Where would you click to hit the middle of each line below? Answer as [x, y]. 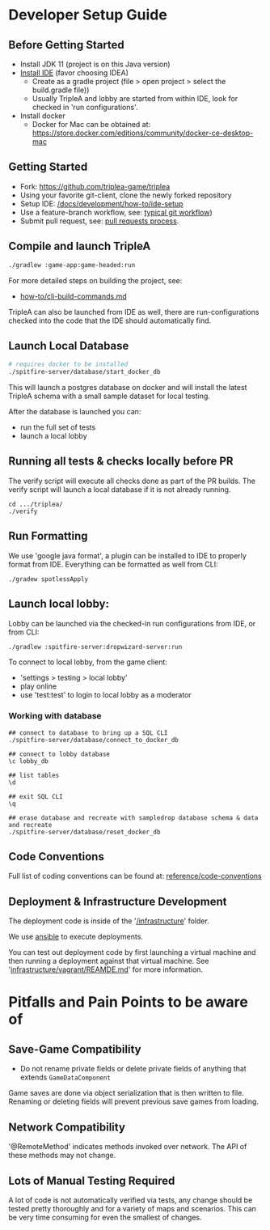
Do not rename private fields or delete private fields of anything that [133, 1069]
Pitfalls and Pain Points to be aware [128, 1002]
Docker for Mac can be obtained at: [91, 124]
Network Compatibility [67, 1127]
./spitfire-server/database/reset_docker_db [84, 832]
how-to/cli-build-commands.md [73, 296]
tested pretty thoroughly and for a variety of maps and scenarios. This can [133, 1208]
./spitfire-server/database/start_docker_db [84, 372]
